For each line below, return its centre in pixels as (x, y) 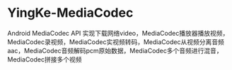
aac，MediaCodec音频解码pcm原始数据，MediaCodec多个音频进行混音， (115, 50)
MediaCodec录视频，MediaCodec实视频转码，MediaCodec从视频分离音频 (116, 42)
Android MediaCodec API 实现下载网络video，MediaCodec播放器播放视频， (118, 33)
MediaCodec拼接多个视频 (45, 59)
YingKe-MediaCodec (70, 13)
